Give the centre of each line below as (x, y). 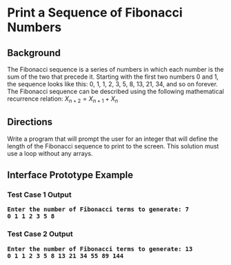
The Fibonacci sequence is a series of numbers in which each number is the (115, 69)
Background (34, 53)
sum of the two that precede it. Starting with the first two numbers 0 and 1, (113, 77)
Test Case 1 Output (39, 195)
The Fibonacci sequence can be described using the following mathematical (115, 91)
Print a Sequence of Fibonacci (95, 13)
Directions (30, 122)
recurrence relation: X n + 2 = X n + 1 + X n (63, 99)
